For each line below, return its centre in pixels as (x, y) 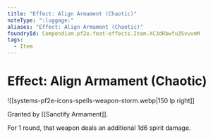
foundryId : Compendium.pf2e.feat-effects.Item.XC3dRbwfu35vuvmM (104, 33)
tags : (15, 40)
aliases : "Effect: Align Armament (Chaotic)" (75, 27)
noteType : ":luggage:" (41, 20)
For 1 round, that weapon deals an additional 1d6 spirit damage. (99, 128)
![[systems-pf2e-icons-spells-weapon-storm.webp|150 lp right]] (101, 100)
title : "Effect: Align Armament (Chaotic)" (72, 14)
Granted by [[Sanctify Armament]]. (58, 114)
